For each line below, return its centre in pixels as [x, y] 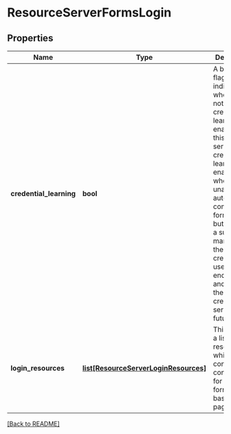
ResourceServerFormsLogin [89, 13]
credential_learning [43, 194]
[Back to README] [33, 424]
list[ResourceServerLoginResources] [144, 368]
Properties [30, 38]
